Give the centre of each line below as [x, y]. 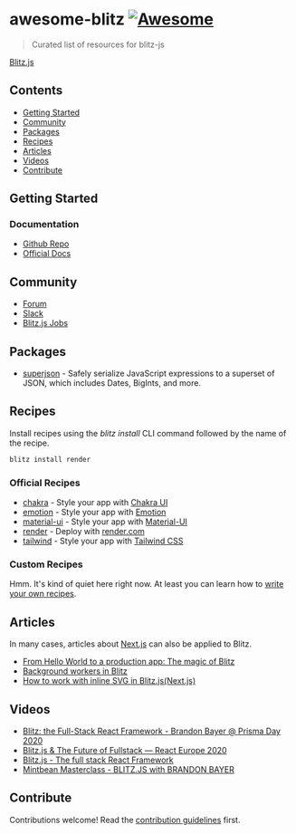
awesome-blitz [67, 19]
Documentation [44, 225]
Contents [36, 91]
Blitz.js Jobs [45, 323]
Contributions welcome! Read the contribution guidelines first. [125, 820]
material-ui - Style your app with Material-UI [105, 522]
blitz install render [50, 459]
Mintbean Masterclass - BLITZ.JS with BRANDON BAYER [129, 769]
